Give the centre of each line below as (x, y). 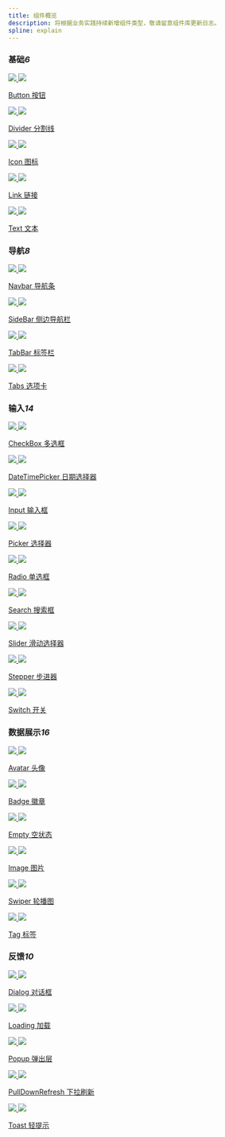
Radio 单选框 (29, 576)
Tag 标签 (23, 934)
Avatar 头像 (27, 767)
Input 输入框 (28, 510)
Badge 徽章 (27, 801)
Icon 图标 (23, 161)
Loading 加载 (30, 1025)
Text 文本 (23, 228)
